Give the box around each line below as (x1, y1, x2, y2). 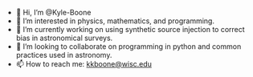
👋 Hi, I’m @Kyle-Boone (15, 8, 92, 17)
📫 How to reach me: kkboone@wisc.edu (15, 59, 153, 68)
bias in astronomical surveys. (15, 33, 113, 43)
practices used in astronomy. (15, 51, 112, 59)
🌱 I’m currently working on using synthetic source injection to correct (15, 25, 245, 34)
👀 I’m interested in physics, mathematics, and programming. (15, 16, 215, 26)
